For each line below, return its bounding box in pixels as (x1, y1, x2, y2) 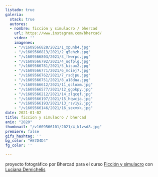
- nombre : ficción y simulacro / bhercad (10, 26, 98, 31)
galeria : (5, 12, 24, 17)
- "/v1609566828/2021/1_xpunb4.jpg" (14, 45, 91, 50)
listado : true (5, 7, 35, 13)
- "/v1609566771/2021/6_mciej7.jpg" (14, 68, 91, 73)
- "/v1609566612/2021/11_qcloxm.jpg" (14, 82, 93, 87)
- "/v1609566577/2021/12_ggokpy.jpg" (14, 86, 93, 92)
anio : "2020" (5, 119, 33, 125)
